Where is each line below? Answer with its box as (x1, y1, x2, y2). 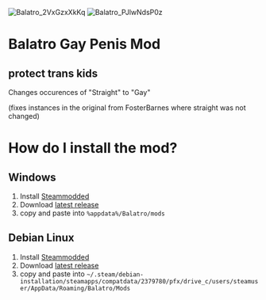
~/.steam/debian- (86, 270, 145, 279)
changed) (8, 112, 40, 120)
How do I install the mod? (8, 139, 178, 158)
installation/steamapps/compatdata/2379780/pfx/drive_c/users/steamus (19, 277, 259, 285)
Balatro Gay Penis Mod (8, 36, 161, 53)
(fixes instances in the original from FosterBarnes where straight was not (8, 103, 246, 112)
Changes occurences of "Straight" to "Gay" (8, 88, 151, 97)
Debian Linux (8, 231, 75, 245)
